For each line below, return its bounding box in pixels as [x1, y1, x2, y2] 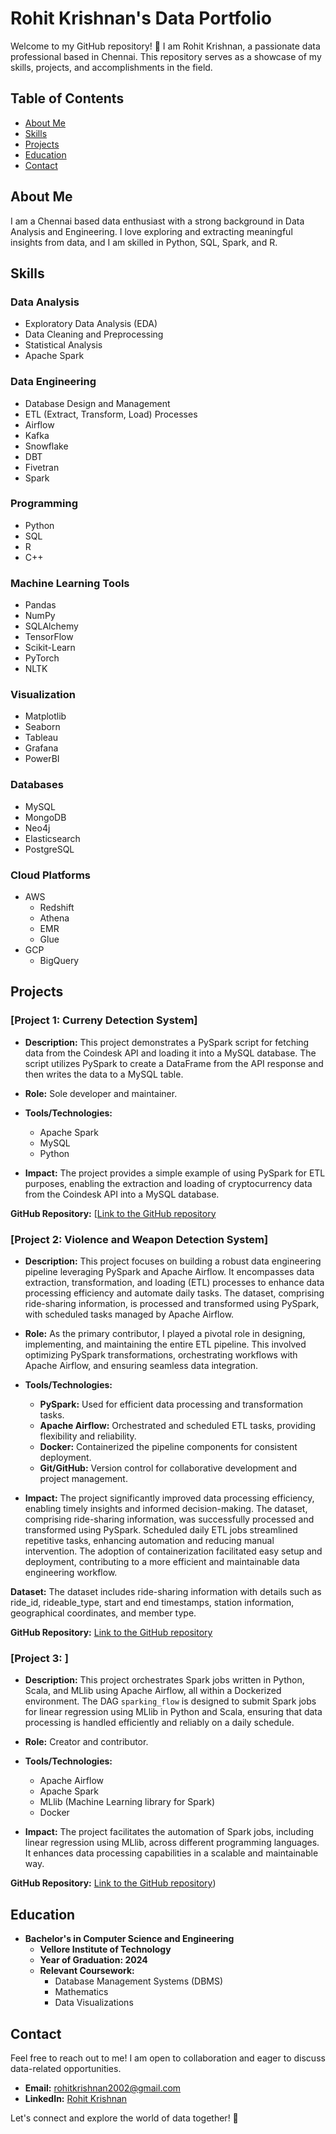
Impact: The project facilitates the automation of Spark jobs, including [24, 1826, 315, 1838]
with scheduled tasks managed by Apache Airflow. [24, 1308, 235, 1321]
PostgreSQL [24, 843, 75, 855]
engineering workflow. [24, 1567, 118, 1579]
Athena [39, 912, 70, 924]
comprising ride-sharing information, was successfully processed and [24, 1513, 315, 1526]
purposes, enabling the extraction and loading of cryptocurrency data [24, 1177, 313, 1189]
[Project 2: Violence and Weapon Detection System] [10, 1232, 269, 1246]
